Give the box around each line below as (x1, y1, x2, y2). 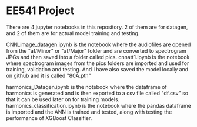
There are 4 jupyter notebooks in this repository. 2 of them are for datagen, (6, 23, 188, 30)
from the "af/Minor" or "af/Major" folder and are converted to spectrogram (6, 47, 187, 54)
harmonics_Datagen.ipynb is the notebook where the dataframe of (6, 83, 168, 90)
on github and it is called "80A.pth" (6, 72, 91, 79)
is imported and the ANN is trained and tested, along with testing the (6, 108, 172, 115)
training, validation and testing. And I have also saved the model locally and (6, 66, 189, 73)
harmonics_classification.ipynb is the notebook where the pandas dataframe (6, 102, 191, 109)
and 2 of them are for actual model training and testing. (6, 29, 140, 36)
